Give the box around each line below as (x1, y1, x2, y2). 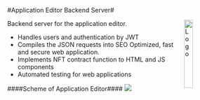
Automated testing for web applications (17, 70, 132, 78)
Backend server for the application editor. (7, 20, 128, 27)
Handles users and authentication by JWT (17, 33, 139, 41)
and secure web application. (17, 48, 100, 56)
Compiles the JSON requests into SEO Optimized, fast (17, 41, 174, 48)
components (17, 63, 54, 71)
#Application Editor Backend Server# (7, 6, 114, 14)
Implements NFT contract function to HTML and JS (17, 55, 166, 64)
